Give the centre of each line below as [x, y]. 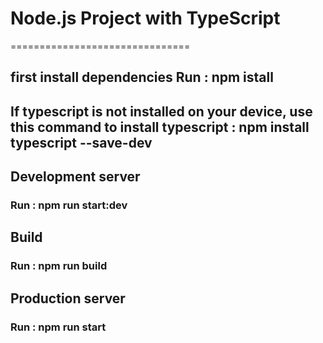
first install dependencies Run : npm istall [142, 77]
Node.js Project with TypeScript [145, 18]
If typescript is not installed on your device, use [161, 111]
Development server [75, 177]
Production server [68, 298]
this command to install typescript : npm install [160, 127]
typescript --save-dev [81, 142]
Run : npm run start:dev [69, 205]
